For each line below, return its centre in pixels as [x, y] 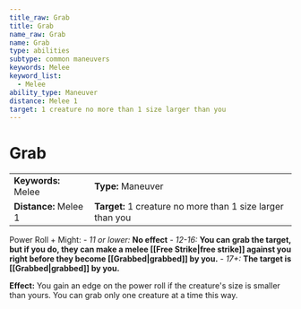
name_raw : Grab [38, 34]
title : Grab [31, 26]
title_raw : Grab [39, 17]
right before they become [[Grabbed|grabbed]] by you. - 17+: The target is [150, 259]
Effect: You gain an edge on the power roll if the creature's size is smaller [145, 286]
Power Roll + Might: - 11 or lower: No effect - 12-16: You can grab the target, [150, 240]
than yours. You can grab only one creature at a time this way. [124, 296]
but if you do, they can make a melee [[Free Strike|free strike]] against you [150, 249]
